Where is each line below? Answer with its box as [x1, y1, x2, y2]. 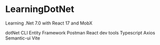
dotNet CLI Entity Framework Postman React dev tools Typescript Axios [5, 29, 155, 35]
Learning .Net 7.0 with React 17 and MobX [5, 20, 92, 26]
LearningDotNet [5, 3, 75, 15]
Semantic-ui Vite [5, 35, 41, 41]
